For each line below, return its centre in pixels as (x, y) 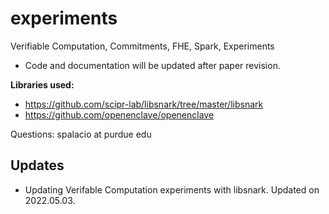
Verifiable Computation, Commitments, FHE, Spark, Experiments (142, 46)
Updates (37, 165)
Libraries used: (42, 84)
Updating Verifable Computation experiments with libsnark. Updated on (172, 189)
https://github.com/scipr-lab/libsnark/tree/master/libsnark (144, 104)
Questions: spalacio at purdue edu (81, 134)
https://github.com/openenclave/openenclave (119, 114)
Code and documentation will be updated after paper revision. (152, 65)
